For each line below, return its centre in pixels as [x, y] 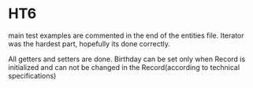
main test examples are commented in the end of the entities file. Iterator [126, 35]
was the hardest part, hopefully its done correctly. [89, 43]
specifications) [32, 75]
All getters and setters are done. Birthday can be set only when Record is [127, 59]
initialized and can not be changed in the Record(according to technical [124, 67]
